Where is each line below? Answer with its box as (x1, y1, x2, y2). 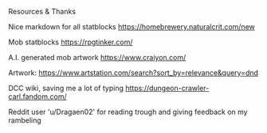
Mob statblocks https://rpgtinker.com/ (8, 37, 133, 47)
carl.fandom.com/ (8, 92, 67, 101)
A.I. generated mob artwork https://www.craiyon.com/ (8, 53, 187, 62)
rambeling (8, 116, 41, 125)
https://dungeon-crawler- (124, 83, 210, 93)
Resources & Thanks (8, 7, 77, 16)
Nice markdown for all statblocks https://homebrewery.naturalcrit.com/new (8, 22, 255, 31)
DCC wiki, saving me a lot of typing (8, 83, 124, 93)
